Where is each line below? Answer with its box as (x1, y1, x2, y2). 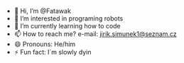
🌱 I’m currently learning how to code (13, 22, 121, 30)
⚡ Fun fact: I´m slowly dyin (13, 48, 92, 56)
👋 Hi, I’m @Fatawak (13, 7, 71, 15)
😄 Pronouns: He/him (13, 40, 76, 48)
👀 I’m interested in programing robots (13, 14, 124, 23)
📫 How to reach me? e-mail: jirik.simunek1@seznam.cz (13, 30, 177, 38)
